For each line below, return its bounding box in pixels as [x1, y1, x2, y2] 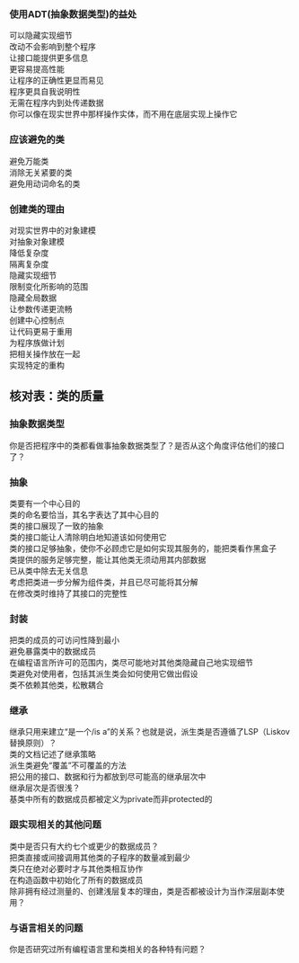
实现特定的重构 [9, 360, 65, 370]
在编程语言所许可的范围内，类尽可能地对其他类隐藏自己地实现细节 [9, 657, 253, 668]
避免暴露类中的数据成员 [9, 646, 96, 657]
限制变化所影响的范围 [9, 281, 88, 291]
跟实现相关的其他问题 [9, 818, 101, 831]
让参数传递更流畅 [9, 303, 73, 314]
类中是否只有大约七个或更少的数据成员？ [9, 841, 159, 852]
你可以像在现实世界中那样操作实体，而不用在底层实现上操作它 [9, 109, 238, 120]
